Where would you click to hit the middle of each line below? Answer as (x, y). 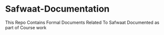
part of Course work (26, 27)
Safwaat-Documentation (57, 9)
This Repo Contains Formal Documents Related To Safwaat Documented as (82, 22)
